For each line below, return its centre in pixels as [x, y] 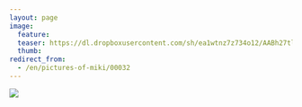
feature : [34, 34]
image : [22, 26]
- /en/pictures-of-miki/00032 [74, 68]
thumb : [30, 51]
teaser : [32, 43]
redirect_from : [38, 59]
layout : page [34, 18]
